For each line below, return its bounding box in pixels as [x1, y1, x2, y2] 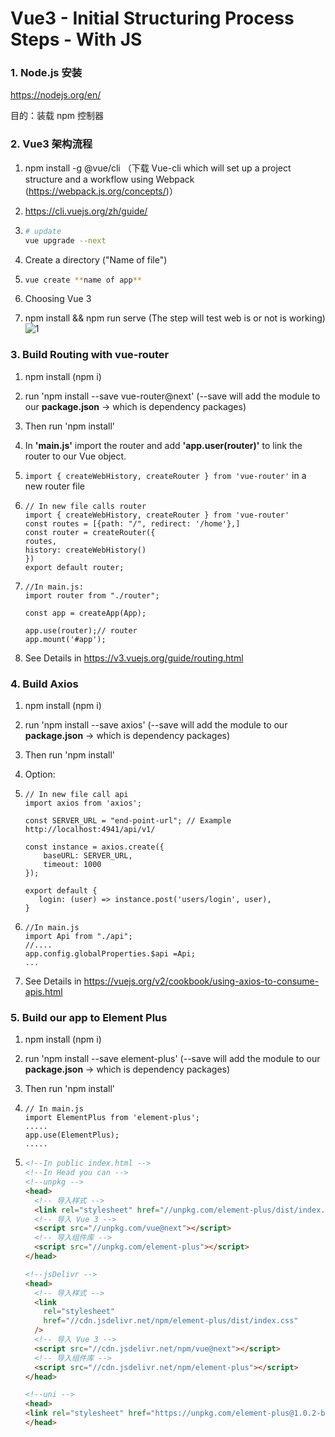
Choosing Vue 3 [24, 293, 92, 305]
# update [24, 226, 62, 236]
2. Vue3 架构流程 [10, 137, 93, 151]
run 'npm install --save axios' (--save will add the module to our [24, 719, 288, 731]
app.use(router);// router [24, 625, 138, 636]
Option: [24, 768, 56, 780]
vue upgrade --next [24, 235, 107, 246]
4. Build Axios [10, 677, 79, 691]
